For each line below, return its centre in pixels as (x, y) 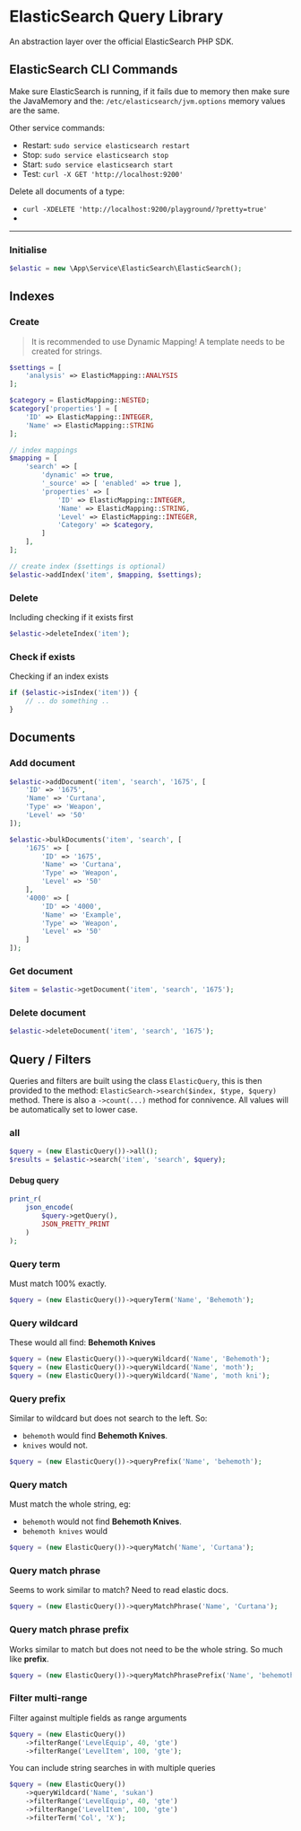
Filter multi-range (48, 1698)
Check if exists (43, 656)
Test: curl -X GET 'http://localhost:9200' (103, 173)
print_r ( (26, 1199)
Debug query (34, 1180)
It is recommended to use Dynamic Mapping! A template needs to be (158, 341)
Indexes (32, 297)
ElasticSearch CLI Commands (94, 70)
